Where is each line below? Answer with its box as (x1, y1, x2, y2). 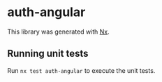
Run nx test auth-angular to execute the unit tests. (7, 66, 156, 74)
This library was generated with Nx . (7, 27, 110, 36)
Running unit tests (7, 48, 89, 60)
